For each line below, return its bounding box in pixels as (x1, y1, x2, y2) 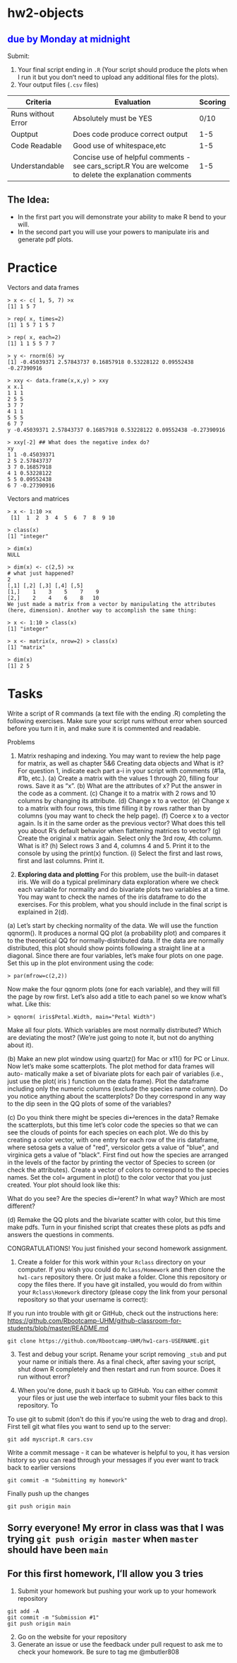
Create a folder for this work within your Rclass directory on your (17, 1257, 206, 1266)
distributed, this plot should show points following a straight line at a (7, 943, 205, 952)
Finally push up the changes (7, 1489, 90, 1497)
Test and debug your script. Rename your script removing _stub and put (17, 1350, 227, 1358)
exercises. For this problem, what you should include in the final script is (17, 900, 228, 908)
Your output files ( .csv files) (17, 80, 99, 89)
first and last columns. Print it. (17, 856, 104, 865)
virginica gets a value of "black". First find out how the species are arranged (7, 1150, 229, 1159)
